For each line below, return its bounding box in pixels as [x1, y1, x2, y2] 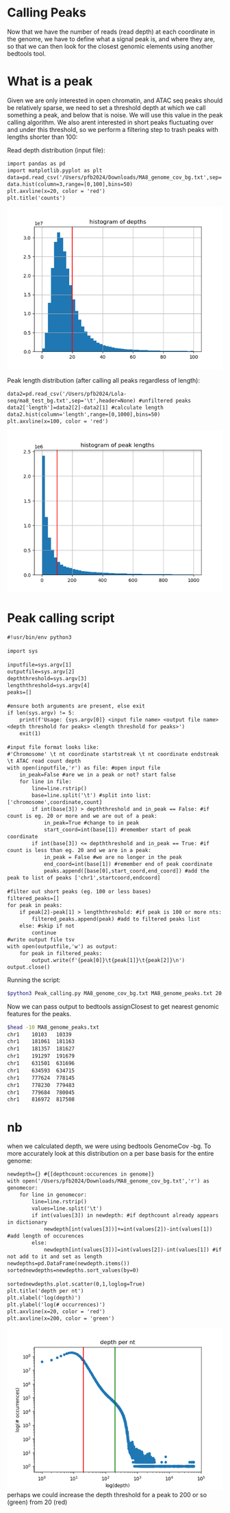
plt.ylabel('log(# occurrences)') [7, 1301, 106, 1308]
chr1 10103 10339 [7, 1031, 72, 1038]
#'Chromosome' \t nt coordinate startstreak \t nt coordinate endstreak [7, 750, 219, 757]
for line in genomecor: [19, 1191, 88, 1198]
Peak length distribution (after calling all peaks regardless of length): [7, 376, 201, 384]
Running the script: [7, 976, 61, 984]
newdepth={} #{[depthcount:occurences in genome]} [7, 1171, 155, 1178]
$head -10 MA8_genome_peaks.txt [7, 1024, 99, 1031]
